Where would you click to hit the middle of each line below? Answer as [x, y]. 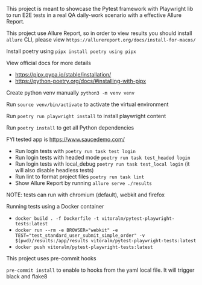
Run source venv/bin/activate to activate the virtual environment [87, 104]
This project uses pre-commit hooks [51, 258]
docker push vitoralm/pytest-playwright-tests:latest [84, 247]
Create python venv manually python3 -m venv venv [70, 92]
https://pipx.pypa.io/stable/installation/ [63, 74]
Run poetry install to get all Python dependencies [70, 128]
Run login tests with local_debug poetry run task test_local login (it [102, 164]
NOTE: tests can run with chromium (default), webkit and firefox [85, 195]
